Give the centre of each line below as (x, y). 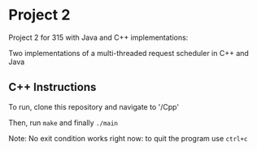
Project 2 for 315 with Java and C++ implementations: (98, 37)
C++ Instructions (52, 87)
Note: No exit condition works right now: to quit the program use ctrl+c (128, 138)
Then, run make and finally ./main (63, 123)
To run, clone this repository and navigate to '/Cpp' (94, 106)
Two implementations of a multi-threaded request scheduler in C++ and (129, 53)
